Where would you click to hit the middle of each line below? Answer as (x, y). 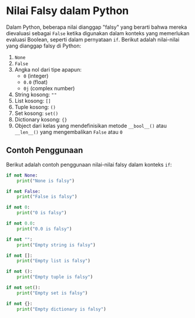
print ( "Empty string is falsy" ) (56, 245)
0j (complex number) (49, 88)
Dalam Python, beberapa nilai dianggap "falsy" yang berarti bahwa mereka (97, 27)
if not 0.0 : (21, 224)
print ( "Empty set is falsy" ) (52, 293)
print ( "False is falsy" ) (47, 197)
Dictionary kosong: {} (41, 119)
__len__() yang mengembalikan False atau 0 (68, 132)
